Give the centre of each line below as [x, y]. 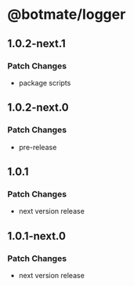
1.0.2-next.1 [36, 44]
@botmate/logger [67, 15]
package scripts [45, 82]
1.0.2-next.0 [38, 108]
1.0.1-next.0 [36, 236]
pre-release [38, 147]
